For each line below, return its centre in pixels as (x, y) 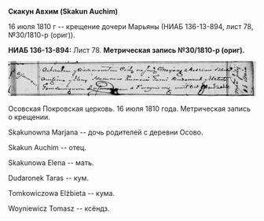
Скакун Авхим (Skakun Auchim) (63, 11)
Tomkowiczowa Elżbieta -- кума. (62, 193)
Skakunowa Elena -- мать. (51, 163)
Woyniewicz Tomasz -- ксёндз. (59, 208)
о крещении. (29, 117)
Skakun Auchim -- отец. (47, 148)
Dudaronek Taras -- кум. (48, 178)
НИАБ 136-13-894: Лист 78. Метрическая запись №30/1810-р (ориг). (126, 50)
